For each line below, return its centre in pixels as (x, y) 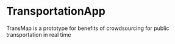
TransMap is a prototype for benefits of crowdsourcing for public (88, 28)
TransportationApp (56, 11)
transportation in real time (39, 34)
